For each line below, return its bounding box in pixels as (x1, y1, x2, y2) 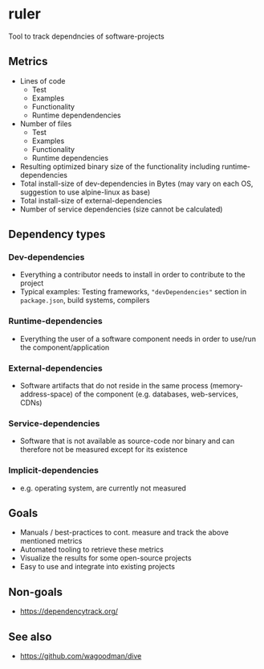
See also (8, 630, 52, 643)
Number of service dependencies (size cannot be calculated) (19, 204, 223, 214)
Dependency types (8, 228, 106, 241)
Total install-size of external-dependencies (19, 195, 163, 205)
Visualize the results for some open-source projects (19, 553, 192, 563)
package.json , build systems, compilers (19, 295, 150, 306)
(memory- (209, 381, 243, 391)
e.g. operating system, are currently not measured (19, 483, 187, 493)
